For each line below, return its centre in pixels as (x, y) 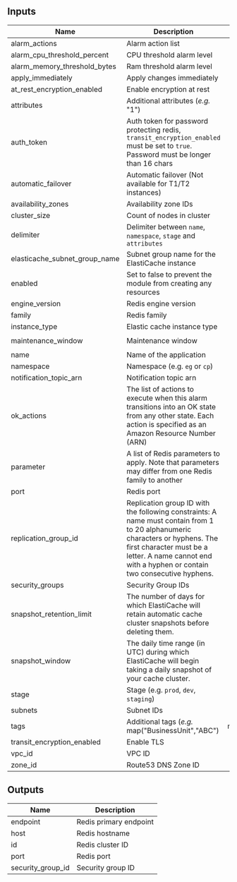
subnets (24, 710)
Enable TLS (145, 742)
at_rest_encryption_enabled (57, 89)
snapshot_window (41, 660)
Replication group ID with (168, 502)
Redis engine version (161, 303)
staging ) (141, 699)
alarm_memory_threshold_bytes (63, 66)
